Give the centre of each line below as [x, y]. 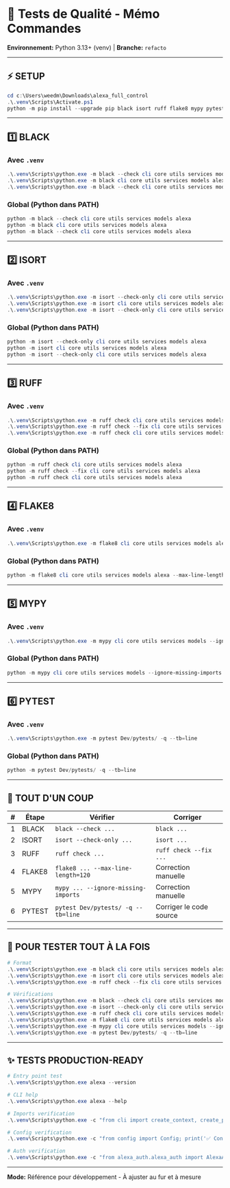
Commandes [44, 28]
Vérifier [102, 817]
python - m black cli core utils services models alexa [87, 225]
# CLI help [23, 1095]
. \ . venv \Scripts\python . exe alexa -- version [72, 1082]
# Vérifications [30, 994]
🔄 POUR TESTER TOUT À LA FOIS [79, 947]
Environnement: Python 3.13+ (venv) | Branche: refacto [87, 47]
